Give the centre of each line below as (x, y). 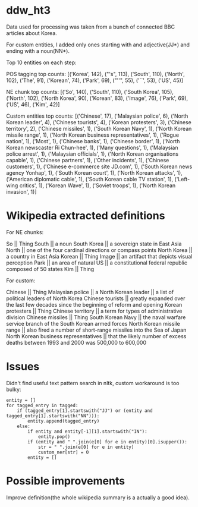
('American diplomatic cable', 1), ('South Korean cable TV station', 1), (90, 179)
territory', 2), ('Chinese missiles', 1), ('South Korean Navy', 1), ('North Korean (99, 128)
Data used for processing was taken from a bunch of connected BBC (91, 27)
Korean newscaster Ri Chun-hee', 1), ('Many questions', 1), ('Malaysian (92, 147)
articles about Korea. (32, 33)
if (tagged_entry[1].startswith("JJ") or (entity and (85, 411)
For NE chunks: (25, 232)
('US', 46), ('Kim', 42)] (33, 104)
